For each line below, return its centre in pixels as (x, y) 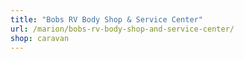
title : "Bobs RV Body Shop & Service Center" (106, 19)
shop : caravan (40, 38)
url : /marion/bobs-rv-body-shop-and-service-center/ (122, 29)
